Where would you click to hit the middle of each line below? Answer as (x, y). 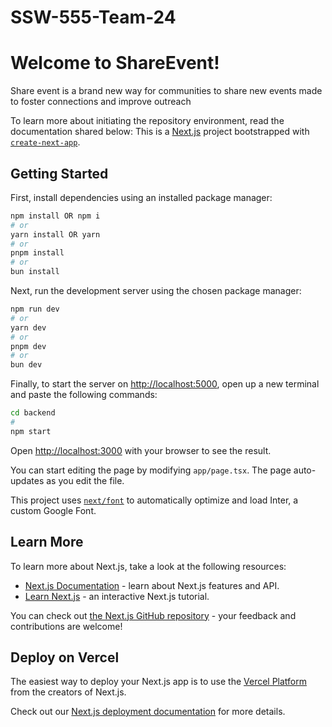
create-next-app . (45, 142)
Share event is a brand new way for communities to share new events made (166, 91)
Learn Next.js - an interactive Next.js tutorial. (117, 596)
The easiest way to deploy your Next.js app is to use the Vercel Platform (159, 682)
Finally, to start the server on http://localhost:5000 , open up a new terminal (165, 384)
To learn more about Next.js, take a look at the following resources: (148, 566)
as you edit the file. (85, 480)
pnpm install (37, 253)
